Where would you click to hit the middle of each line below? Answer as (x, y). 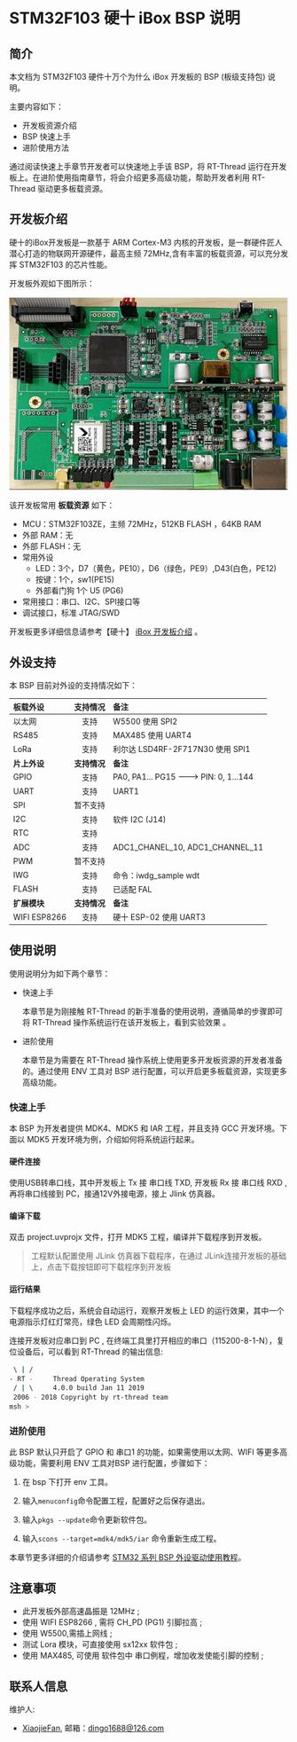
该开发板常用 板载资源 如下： (62, 506)
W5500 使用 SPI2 (145, 721)
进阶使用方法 (45, 148)
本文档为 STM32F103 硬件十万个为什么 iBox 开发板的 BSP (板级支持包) (137, 77)
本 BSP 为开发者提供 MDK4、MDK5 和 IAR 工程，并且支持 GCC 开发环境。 (145, 1128)
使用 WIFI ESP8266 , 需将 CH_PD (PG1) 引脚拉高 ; (112, 1622)
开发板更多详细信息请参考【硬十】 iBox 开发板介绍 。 (106, 632)
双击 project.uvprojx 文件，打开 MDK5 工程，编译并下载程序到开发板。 (138, 1237)
